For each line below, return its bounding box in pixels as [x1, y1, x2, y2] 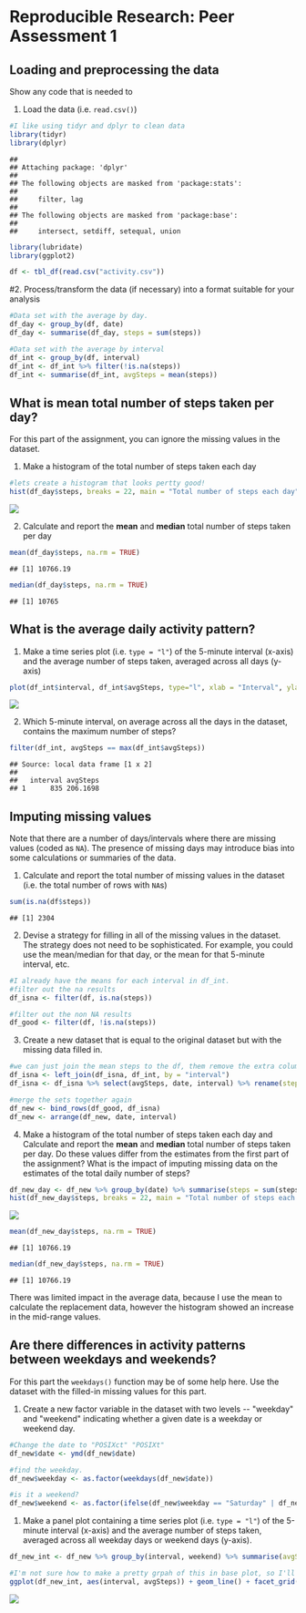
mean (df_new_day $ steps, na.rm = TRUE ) [9, 1228, 157, 1237]
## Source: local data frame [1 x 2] [9, 760, 153, 769]
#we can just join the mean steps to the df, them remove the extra [9, 1062, 275, 1072]
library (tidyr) [9, 129, 67, 139]
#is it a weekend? [9, 1490, 79, 1500]
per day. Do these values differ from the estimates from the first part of [22, 1148, 290, 1159]
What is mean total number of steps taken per [9, 395, 275, 411]
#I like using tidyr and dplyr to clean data [9, 121, 185, 130]
